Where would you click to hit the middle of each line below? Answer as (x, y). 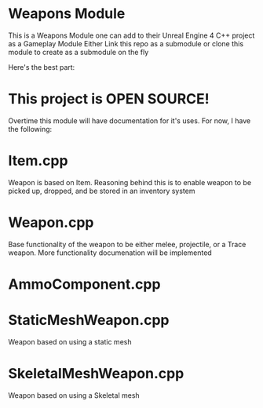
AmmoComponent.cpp (84, 284)
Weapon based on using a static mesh (70, 341)
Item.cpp (38, 161)
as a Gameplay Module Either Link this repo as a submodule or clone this (126, 43)
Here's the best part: (42, 67)
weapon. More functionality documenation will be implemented (110, 253)
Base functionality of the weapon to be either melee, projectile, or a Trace (127, 244)
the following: (30, 129)
